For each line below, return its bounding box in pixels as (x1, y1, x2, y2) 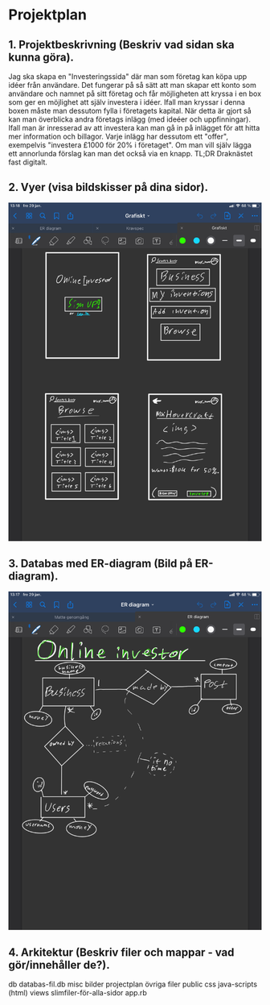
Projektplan (8, 6, 87, 24)
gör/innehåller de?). (8, 958, 110, 972)
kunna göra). (8, 50, 75, 64)
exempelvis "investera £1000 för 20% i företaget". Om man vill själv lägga (8, 140, 252, 150)
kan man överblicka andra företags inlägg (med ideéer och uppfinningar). (8, 114, 252, 124)
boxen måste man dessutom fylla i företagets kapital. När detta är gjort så (8, 106, 252, 115)
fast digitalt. (8, 157, 48, 167)
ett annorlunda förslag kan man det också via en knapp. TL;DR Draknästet (8, 149, 253, 158)
